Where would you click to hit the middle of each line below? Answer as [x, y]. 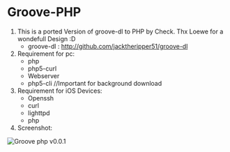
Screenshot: [35, 128]
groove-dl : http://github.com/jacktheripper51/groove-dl [108, 46]
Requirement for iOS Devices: [60, 91]
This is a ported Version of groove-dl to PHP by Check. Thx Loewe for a [120, 31]
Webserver [44, 76]
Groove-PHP [44, 12]
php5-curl [42, 68]
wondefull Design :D [46, 38]
